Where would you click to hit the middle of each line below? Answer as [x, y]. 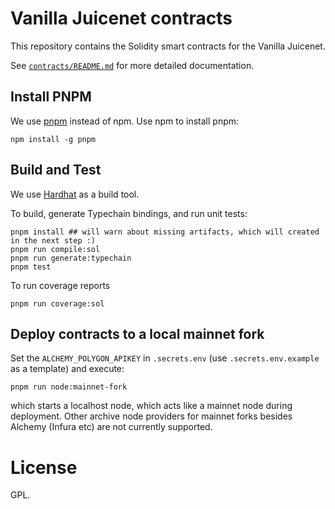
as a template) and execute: [67, 369]
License [44, 467]
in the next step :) [53, 240]
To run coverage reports [60, 285]
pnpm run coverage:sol [57, 303]
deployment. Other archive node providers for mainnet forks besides [151, 416]
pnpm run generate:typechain [71, 258]
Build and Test [56, 170]
